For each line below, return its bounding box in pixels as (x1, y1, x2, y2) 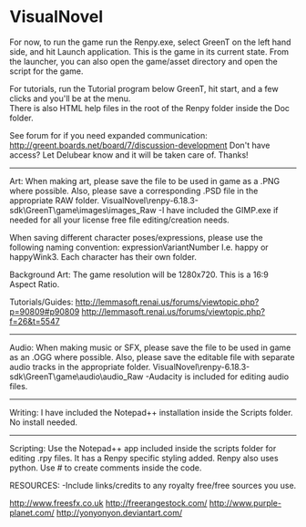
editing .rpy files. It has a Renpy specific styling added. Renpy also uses (9, 452, 280, 463)
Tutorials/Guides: (9, 296, 74, 307)
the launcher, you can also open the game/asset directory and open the (9, 56, 278, 67)
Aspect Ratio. (9, 278, 60, 289)
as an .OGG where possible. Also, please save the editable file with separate (9, 351, 295, 362)
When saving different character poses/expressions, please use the (9, 232, 263, 243)
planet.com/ (9, 507, 55, 518)
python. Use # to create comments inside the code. (9, 462, 202, 473)
